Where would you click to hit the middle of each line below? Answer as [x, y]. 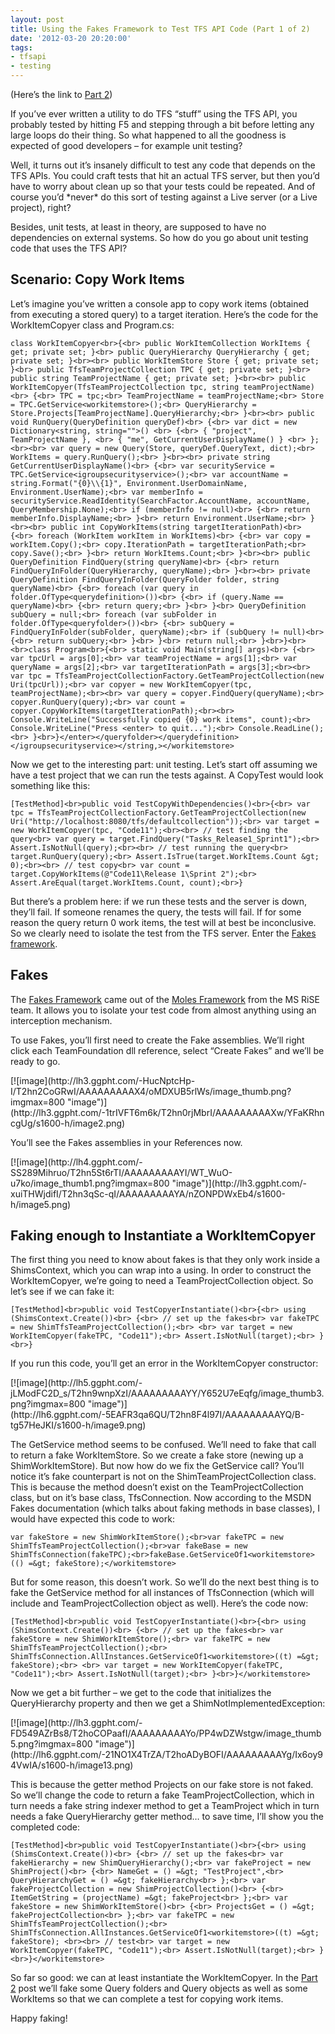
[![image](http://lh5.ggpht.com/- [76, 1383]
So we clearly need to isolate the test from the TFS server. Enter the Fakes [163, 933]
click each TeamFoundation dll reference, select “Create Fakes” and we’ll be [167, 1050]
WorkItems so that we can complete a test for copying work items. [147, 1999]
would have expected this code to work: [92, 1519]
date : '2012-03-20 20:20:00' [71, 38]
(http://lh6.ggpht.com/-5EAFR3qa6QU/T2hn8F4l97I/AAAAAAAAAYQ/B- [157, 1415]
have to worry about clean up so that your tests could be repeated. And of [163, 186]
